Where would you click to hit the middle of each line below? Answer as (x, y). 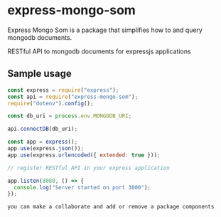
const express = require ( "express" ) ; (63, 90)
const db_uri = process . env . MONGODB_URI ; (70, 116)
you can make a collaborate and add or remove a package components (111, 207)
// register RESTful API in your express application (89, 168)
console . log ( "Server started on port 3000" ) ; (82, 187)
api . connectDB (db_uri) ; (43, 129)
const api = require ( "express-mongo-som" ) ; (73, 97)
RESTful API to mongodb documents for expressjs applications (99, 51)
